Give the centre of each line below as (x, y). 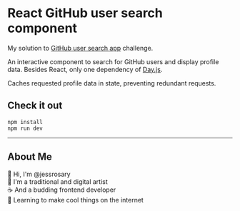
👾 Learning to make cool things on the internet (76, 200)
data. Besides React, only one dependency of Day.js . (85, 69)
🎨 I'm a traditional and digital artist (58, 181)
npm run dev (25, 128)
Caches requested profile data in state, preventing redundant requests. (112, 83)
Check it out (35, 106)
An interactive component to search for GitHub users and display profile (113, 61)
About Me (30, 157)
